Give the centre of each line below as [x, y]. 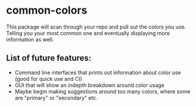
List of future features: [49, 58]
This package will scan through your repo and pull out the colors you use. [96, 27]
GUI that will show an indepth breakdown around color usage [89, 85]
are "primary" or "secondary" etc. [56, 97]
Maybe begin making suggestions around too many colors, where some [102, 91]
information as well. [30, 39]
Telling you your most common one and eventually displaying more [88, 33]
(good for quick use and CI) [48, 78]
